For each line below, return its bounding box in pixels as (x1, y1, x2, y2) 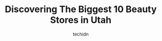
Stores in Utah (50, 14, 111, 26)
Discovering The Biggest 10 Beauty (5, 4, 157, 15)
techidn (73, 31, 89, 37)
